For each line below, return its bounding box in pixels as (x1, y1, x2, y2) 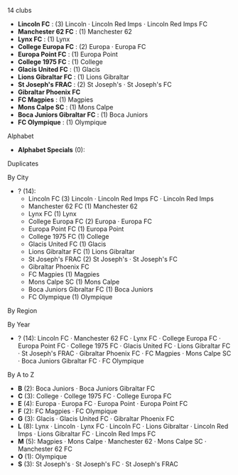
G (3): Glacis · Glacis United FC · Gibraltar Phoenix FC (17, 415, 175, 422)
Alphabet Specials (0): (17, 146, 85, 154)
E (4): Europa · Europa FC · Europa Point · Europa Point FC (17, 400, 188, 407)
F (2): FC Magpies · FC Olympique (17, 407, 118, 415)
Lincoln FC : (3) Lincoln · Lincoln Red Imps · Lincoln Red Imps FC (17, 20, 208, 28)
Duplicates (7, 159, 39, 168)
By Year (7, 320, 31, 329)
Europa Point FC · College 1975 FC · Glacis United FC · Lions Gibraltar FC (17, 341, 231, 350)
